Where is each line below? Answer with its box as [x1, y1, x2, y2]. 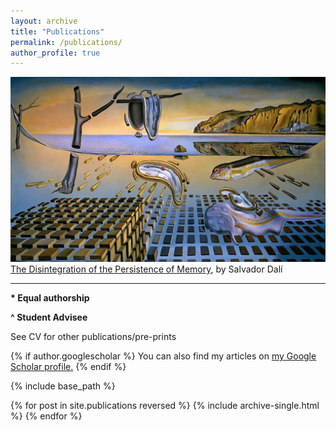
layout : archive [10, 16, 78, 26]
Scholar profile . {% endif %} [10, 361, 127, 373]
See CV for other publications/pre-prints [10, 331, 177, 343]
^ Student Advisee [10, 311, 88, 324]
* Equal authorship [10, 292, 90, 304]
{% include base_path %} [10, 380, 116, 392]
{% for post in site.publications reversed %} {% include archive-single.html [10, 400, 320, 412]
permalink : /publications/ [10, 37, 123, 47]
